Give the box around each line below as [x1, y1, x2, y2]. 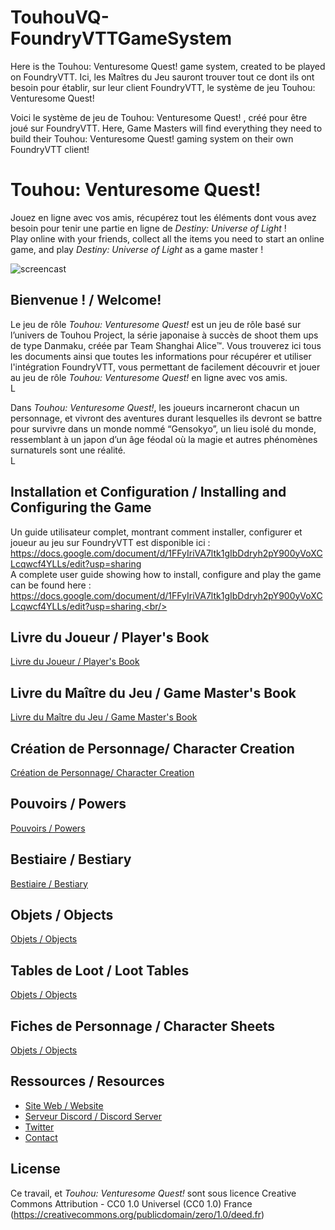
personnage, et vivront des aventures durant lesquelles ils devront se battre [10, 412, 323, 424]
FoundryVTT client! [10, 143, 90, 155]
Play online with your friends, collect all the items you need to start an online [10, 232, 325, 245]
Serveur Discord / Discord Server [24, 1110, 162, 1122]
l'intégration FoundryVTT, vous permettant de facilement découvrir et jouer [10, 361, 321, 373]
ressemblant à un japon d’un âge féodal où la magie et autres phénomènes [10, 433, 318, 445]
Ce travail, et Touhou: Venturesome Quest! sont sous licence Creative [10, 1187, 297, 1199]
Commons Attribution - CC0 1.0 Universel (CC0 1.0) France [10, 1197, 253, 1210]
